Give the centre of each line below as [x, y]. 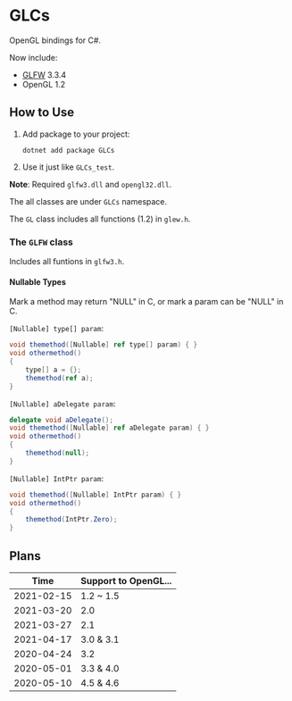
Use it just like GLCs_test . [68, 167]
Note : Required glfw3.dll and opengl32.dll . [91, 184]
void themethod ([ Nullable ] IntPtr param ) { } [95, 495]
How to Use [42, 113]
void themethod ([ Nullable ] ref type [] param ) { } [104, 345]
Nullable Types [38, 281]
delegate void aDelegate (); [62, 420]
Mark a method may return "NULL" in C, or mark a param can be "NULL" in [146, 302]
